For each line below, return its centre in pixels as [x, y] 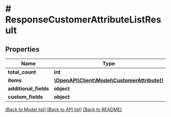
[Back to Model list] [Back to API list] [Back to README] [64, 109]
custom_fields [25, 97]
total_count [22, 72]
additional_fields [28, 89]
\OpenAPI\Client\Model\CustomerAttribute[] [109, 80]
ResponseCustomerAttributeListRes [83, 20]
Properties [22, 49]
